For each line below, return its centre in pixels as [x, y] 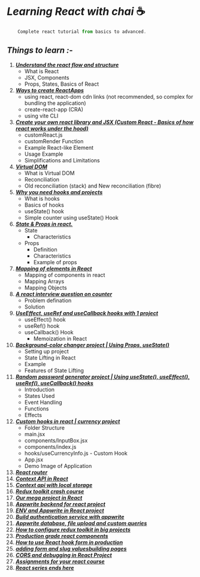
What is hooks [42, 198]
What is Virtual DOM [49, 173]
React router [31, 472]
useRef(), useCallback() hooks [54, 383]
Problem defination [48, 300]
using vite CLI [41, 116]
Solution [35, 307]
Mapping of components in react [65, 275]
